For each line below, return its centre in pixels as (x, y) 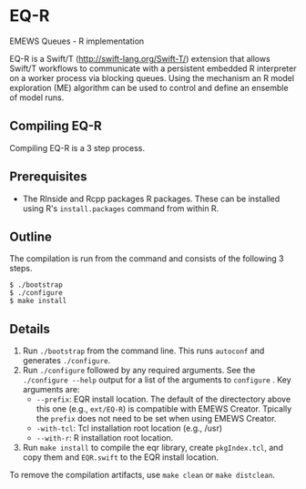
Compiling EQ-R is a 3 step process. (77, 148)
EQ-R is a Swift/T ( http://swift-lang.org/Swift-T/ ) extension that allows (140, 58)
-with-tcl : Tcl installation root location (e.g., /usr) (129, 428)
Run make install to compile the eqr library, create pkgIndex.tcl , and (153, 448)
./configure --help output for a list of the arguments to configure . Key (157, 380)
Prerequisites (48, 177)
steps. (21, 269)
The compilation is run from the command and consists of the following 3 (147, 259)
